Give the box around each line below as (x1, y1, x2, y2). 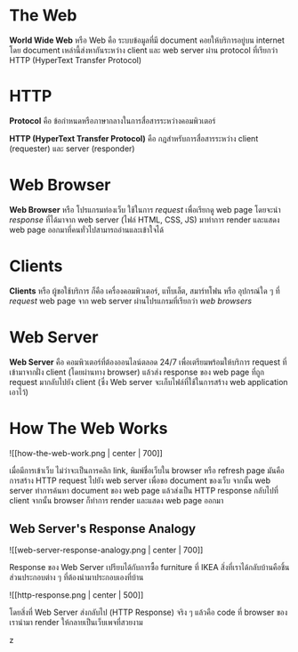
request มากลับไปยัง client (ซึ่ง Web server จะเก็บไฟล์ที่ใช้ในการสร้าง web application (9, 376, 288, 387)
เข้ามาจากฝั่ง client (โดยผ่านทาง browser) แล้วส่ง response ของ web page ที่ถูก (9, 366, 265, 377)
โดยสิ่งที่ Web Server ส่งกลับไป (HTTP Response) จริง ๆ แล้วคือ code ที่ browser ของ (9, 607, 288, 618)
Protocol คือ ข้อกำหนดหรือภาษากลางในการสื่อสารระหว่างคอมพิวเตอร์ (9, 115, 216, 125)
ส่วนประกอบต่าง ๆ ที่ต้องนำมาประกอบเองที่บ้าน (9, 572, 144, 583)
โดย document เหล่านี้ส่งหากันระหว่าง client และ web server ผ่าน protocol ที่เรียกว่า (9, 44, 278, 55)
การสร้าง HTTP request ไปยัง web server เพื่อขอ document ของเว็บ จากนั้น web (9, 475, 271, 486)
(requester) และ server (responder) (9, 143, 135, 154)
